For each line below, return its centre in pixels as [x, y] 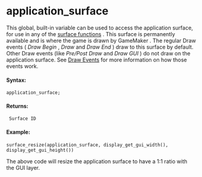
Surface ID [22, 119]
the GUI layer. [23, 167]
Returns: [17, 106]
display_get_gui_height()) [40, 150]
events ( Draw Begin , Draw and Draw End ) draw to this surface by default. [100, 47]
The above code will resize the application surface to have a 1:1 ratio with [97, 161]
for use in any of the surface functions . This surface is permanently [91, 34]
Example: [18, 132]
